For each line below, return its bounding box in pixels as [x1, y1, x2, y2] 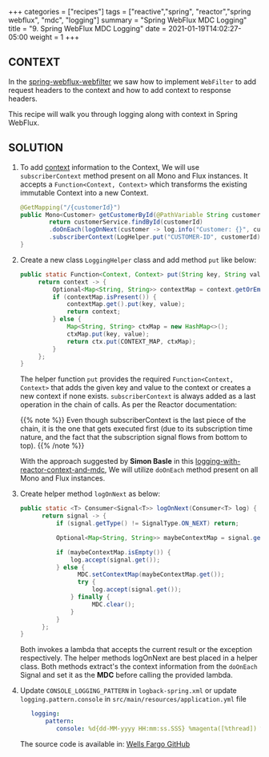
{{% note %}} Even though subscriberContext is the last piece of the [19, 416, 247, 425]
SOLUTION [8, 141, 64, 155]
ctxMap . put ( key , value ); [66, 330, 150, 338]
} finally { [70, 593, 110, 601]
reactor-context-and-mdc [19, 465, 106, 475]
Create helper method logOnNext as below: [19, 489, 161, 499]
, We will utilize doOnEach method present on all [104, 465, 259, 475]
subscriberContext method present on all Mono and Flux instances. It [19, 171, 248, 180]
